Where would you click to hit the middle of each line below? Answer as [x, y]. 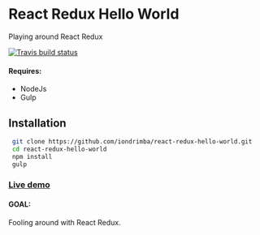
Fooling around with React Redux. [65, 222]
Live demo [29, 185]
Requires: [25, 70]
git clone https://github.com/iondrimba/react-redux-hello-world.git [132, 141]
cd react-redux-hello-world [59, 149]
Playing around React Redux [56, 36]
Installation [37, 123]
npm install [32, 156]
